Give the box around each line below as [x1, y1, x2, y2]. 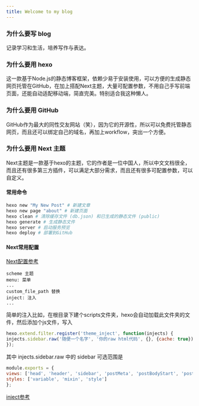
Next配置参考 [6, 258, 38, 265]
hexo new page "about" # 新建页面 [6, 207, 88, 214]
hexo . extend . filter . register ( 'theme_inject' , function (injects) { [6, 331, 174, 336]
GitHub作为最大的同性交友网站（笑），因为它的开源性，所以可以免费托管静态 [6, 121, 192, 128]
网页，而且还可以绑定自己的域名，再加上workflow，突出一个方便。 [6, 128, 169, 136]
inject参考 [6, 393, 30, 400]
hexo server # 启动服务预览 [6, 224, 70, 231]
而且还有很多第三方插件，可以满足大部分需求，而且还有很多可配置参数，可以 [6, 166, 193, 174]
